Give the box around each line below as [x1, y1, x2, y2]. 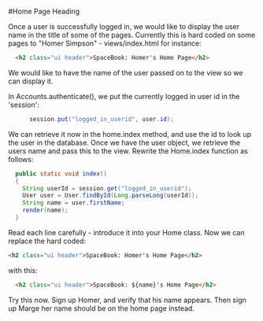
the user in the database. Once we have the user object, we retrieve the [8, 138, 241, 147]
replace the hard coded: [8, 236, 87, 245]
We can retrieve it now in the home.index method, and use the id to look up [8, 129, 252, 138]
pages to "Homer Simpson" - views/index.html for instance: [8, 39, 202, 48]
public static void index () [15, 169, 108, 178]
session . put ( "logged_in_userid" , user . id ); [28, 115, 175, 123]
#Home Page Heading [8, 7, 80, 16]
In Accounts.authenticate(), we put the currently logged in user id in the [8, 91, 240, 101]
